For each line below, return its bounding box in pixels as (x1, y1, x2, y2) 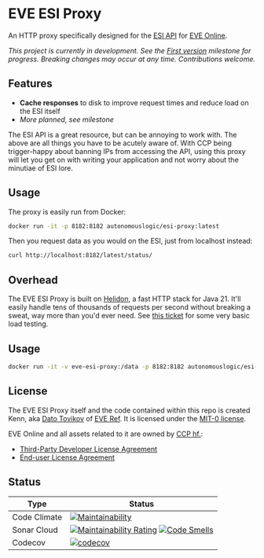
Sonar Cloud (12, 524, 59, 535)
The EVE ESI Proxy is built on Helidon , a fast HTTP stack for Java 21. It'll (8, 294, 241, 303)
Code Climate (12, 512, 63, 523)
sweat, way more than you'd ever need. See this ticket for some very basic (8, 311, 250, 321)
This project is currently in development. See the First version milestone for (8, 46, 251, 55)
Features (8, 77, 53, 90)
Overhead (8, 273, 59, 287)
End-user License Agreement (19, 453, 115, 462)
